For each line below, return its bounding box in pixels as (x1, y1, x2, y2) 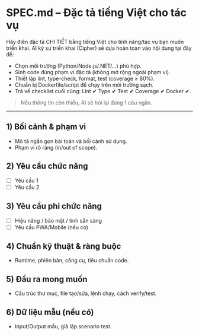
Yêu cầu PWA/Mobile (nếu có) (14, 223, 89, 231)
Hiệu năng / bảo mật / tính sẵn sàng (14, 217, 102, 224)
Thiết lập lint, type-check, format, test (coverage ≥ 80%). (14, 75, 155, 82)
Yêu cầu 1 (14, 177, 38, 184)
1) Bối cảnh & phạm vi (6, 122, 86, 132)
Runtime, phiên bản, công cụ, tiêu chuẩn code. (14, 257, 129, 264)
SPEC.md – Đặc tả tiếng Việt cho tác (6, 6, 187, 20)
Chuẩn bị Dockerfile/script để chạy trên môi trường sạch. (14, 81, 154, 88)
